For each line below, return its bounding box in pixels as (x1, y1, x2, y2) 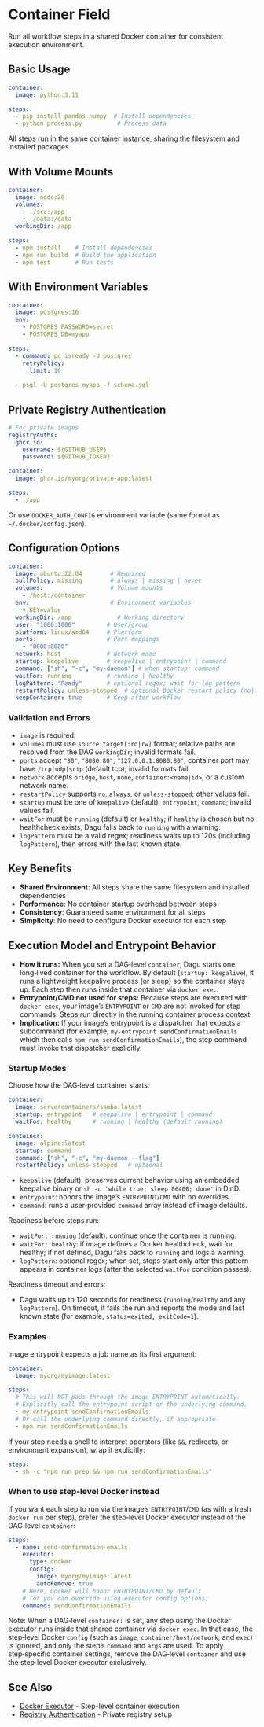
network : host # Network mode (15, 650, 156, 658)
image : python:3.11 (15, 90, 79, 99)
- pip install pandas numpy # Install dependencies (15, 112, 192, 120)
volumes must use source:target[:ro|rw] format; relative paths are (19, 738, 236, 748)
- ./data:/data (22, 215, 72, 223)
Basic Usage (8, 63, 71, 76)
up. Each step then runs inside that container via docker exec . (19, 985, 219, 994)
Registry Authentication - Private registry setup (19, 1710, 173, 1719)
